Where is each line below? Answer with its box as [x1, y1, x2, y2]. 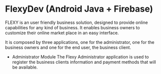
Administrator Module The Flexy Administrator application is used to [12, 54, 149, 59]
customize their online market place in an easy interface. [5, 30, 119, 36]
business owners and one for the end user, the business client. [5, 44, 131, 50]
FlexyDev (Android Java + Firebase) [5, 3, 153, 15]
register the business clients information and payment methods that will [12, 59, 156, 65]
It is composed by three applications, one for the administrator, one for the [5, 39, 155, 45]
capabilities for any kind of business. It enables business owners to [5, 24, 140, 30]
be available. [12, 64, 38, 70]
